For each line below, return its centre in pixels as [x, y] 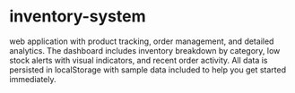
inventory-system [78, 17]
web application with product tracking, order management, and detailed [142, 41]
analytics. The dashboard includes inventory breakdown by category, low [145, 50]
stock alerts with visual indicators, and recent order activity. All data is [139, 60]
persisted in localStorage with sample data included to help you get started [148, 70]
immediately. [33, 79]
